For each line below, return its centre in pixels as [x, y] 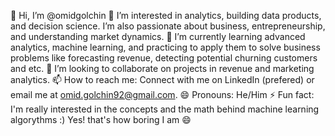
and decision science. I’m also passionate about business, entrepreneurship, [168, 26]
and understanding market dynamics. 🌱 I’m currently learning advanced [158, 36]
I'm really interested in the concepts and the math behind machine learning [165, 109]
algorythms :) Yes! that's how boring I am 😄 [101, 119]
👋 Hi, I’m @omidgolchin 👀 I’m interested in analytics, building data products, [166, 15]
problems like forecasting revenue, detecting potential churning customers [164, 58]
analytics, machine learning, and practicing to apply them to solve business [165, 47]
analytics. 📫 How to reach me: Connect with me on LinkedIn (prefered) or [162, 79]
